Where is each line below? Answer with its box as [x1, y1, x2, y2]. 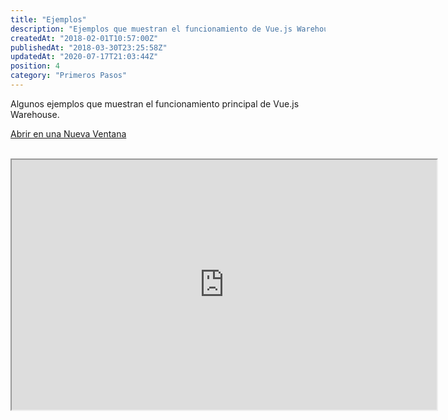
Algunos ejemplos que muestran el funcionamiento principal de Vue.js [10, 97, 300, 110]
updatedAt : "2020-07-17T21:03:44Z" [10, 52, 159, 62]
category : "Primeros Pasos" [10, 71, 128, 81]
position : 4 [10, 61, 60, 71]
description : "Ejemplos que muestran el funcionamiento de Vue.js [10, 24, 293, 34]
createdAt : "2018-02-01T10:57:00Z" [10, 33, 159, 43]
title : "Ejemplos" [10, 14, 87, 25]
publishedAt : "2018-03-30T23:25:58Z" [10, 42, 168, 53]
